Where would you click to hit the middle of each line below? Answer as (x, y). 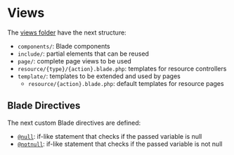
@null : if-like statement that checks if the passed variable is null (110, 136)
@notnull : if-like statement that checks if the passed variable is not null (120, 144)
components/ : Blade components (64, 46)
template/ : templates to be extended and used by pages (99, 76)
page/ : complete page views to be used (74, 61)
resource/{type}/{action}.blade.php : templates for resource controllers (122, 68)
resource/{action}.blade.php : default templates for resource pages (126, 83)
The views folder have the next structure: (67, 32)
